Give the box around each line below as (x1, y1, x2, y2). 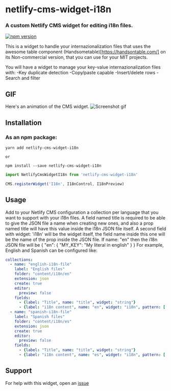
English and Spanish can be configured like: (5, 247, 98, 253)
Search (5, 75, 20, 81)
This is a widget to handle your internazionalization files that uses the (5, 44, 151, 50)
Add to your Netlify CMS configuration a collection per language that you (5, 209, 159, 215)
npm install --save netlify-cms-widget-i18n (5, 163, 102, 168)
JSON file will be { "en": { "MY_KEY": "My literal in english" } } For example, (5, 242, 164, 248)
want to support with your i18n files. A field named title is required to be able (5, 214, 166, 221)
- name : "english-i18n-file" (10, 262, 72, 267)
